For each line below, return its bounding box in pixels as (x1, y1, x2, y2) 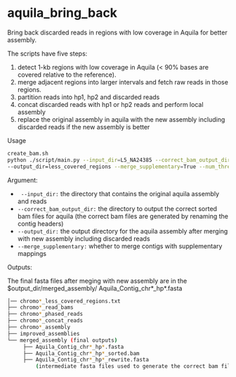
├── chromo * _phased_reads (7, 311, 83, 318)
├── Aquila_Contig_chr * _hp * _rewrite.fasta (22, 357, 150, 364)
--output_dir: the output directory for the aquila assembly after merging (17, 226, 228, 235)
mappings (17, 249, 47, 257)
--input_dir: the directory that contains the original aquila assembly (20, 189, 220, 198)
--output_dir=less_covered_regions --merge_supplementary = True (7, 163, 197, 170)
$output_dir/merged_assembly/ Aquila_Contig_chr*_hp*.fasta (7, 283, 183, 293)
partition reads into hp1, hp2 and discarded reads (17, 93, 160, 101)
